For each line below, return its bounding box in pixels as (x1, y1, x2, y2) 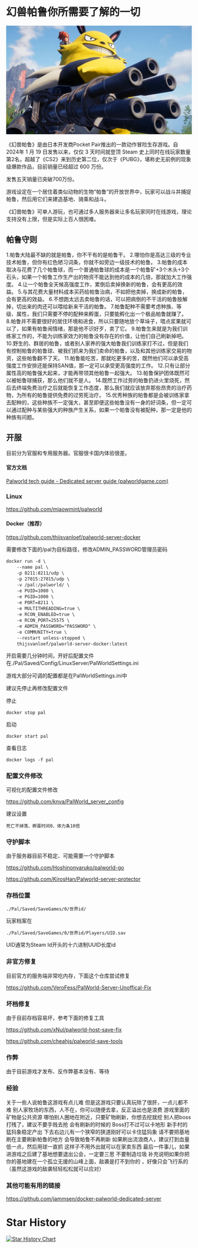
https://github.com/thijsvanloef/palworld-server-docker (6, 533, 141, 540)
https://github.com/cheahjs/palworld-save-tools (6, 1038, 123, 1045)
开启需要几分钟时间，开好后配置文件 (6, 652, 94, 659)
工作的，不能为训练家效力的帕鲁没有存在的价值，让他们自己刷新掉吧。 (16, 333, 187, 340)
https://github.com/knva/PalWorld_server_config (6, 798, 124, 805)
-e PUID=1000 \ (16, 588, 54, 594)
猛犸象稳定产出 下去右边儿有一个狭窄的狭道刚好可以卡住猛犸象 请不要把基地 (6, 1128, 190, 1135)
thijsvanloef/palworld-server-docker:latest (16, 641, 128, 647)
